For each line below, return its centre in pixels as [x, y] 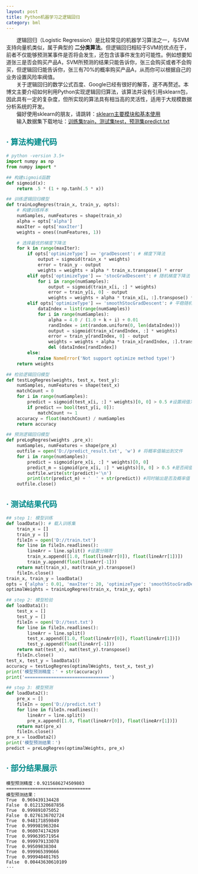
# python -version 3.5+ [35, 156]
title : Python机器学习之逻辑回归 [43, 17]
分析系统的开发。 [27, 106]
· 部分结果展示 [32, 768]
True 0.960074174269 [33, 831]
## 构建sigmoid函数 [28, 177]
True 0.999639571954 [33, 836]
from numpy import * [32, 167]
